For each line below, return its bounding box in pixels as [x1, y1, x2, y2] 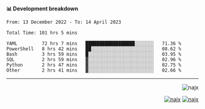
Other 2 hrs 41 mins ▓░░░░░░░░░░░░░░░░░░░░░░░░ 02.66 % [6, 67, 182, 73]
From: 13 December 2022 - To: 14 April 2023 [6, 19, 121, 25]
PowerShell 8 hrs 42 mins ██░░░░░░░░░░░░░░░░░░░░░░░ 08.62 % [6, 46, 182, 52]
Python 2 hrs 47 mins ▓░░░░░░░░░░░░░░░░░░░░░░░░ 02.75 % [6, 62, 182, 68]
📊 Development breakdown [6, 5, 78, 12]
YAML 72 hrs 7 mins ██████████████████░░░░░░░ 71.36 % [6, 40, 182, 47]
